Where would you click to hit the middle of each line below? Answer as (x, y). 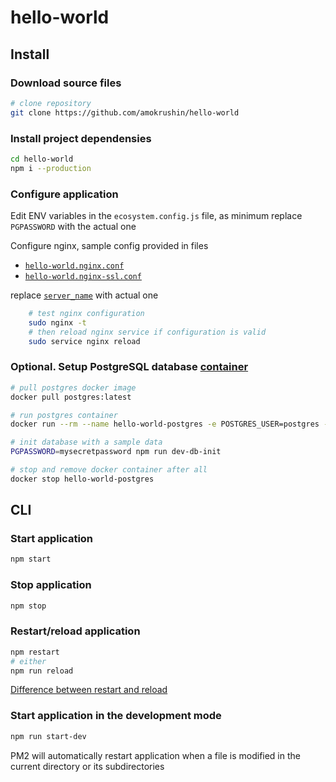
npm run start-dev (48, 736)
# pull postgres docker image (73, 387)
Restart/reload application (75, 631)
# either (28, 661)
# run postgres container (64, 415)
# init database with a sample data (86, 442)
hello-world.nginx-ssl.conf (83, 276)
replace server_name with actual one (84, 295)
